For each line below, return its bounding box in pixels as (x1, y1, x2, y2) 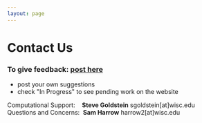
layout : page (7, 10, 45, 17)
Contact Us (7, 39, 73, 55)
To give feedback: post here (7, 64, 104, 74)
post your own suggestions (17, 80, 95, 88)
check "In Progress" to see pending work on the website (17, 88, 178, 96)
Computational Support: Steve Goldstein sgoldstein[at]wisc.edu (7, 101, 196, 109)
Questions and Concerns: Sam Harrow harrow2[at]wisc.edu (7, 108, 181, 117)
